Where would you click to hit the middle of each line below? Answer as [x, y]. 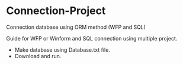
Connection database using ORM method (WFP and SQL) [76, 27]
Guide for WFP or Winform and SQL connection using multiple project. [92, 38]
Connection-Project [56, 11]
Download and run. [38, 56]
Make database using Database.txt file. [62, 50]
